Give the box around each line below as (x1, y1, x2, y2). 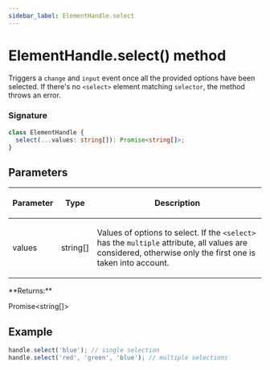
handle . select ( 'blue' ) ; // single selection (8, 347, 160, 355)
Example (8, 325, 53, 339)
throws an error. (8, 90, 62, 100)
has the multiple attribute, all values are (96, 237, 247, 249)
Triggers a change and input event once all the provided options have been (8, 73, 256, 83)
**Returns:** (8, 286, 53, 296)
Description (153, 198, 201, 209)
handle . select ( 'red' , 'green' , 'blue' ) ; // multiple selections (8, 353, 228, 362)
